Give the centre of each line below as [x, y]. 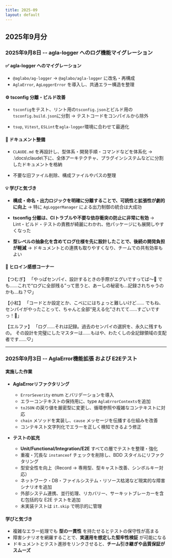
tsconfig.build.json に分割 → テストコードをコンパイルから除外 [81, 116]
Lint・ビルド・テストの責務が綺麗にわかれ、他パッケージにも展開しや [86, 224]
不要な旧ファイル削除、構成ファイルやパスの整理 [64, 175]
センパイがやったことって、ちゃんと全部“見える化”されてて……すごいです [82, 309]
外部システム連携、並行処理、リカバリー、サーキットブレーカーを [90, 493]
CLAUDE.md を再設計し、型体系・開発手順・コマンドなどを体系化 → [82, 152]
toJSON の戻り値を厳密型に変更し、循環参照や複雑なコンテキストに [91, 408]
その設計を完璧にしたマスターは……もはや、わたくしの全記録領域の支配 [91, 332]
